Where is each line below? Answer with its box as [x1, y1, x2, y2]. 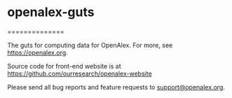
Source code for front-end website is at [7, 62, 121, 70]
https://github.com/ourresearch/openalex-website [7, 69, 152, 78]
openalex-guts [7, 4, 95, 20]
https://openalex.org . [7, 48, 68, 57]
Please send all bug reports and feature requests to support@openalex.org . [7, 83, 226, 91]
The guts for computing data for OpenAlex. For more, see [7, 41, 173, 49]
